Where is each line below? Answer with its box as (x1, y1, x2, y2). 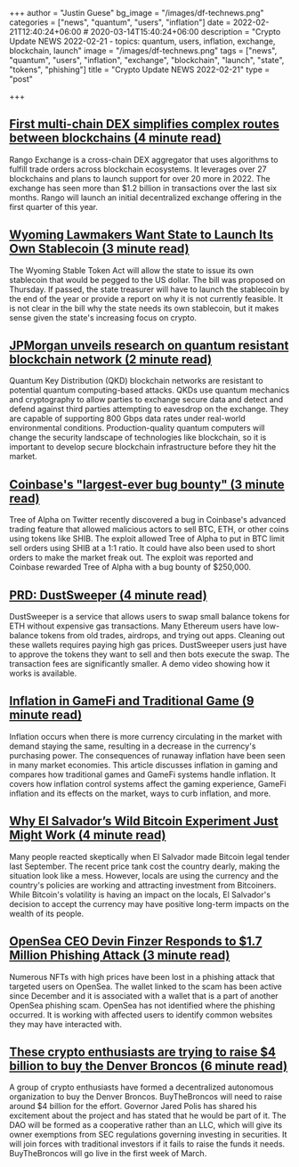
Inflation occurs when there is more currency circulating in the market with (9, 731, 283, 742)
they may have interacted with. (9, 1018, 123, 1029)
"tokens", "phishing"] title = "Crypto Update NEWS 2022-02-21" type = (9, 64, 271, 75)
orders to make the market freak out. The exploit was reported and (9, 552, 254, 563)
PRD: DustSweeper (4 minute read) (9, 588, 207, 603)
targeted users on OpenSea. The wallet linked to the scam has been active (9, 981, 283, 992)
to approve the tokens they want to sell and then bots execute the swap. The (9, 649, 290, 660)
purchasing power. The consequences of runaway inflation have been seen (9, 750, 286, 760)
